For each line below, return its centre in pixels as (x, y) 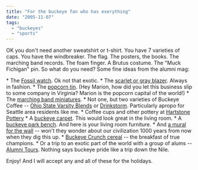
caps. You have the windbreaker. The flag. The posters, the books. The (92, 57)
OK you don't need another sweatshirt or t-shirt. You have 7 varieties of (93, 50)
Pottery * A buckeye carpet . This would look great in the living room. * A (94, 118)
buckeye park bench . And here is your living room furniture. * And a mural (96, 125)
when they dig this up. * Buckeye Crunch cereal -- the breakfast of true (93, 137)
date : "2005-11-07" (30, 17)
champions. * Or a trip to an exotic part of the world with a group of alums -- (99, 143)
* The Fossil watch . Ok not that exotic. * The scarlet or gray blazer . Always (97, 81)
